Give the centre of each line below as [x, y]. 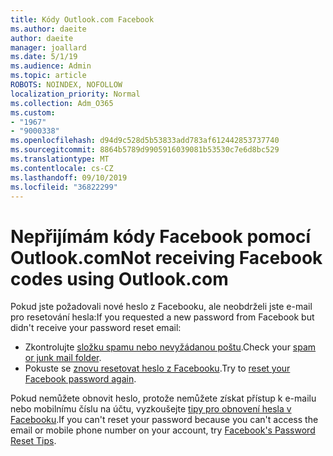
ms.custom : [33, 112]
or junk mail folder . [63, 358]
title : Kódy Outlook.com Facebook [82, 19]
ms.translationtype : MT [60, 159]
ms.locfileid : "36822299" [64, 187]
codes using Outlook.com [119, 278]
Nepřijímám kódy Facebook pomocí [161, 236]
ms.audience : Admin [51, 66]
